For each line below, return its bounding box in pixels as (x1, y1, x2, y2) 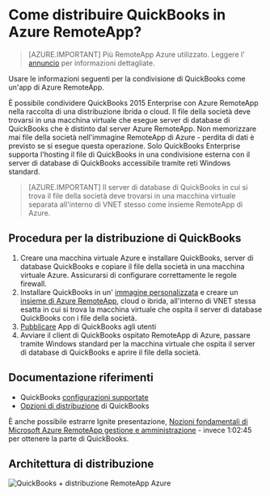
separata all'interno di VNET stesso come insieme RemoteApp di (27, 200, 243, 209)
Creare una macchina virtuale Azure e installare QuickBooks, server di (19, 253, 254, 263)
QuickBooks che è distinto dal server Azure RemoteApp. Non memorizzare (8, 124, 257, 133)
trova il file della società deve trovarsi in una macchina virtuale (27, 191, 236, 200)
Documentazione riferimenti (8, 371, 154, 385)
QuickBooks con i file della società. (19, 313, 137, 322)
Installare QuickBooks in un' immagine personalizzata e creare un (19, 287, 238, 296)
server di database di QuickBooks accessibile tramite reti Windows (8, 158, 231, 167)
